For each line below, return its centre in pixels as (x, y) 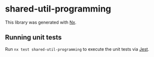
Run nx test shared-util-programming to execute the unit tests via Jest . (77, 49)
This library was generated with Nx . (41, 22)
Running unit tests (33, 37)
